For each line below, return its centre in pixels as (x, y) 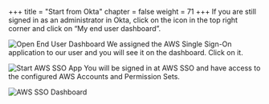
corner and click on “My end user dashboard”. (85, 28)
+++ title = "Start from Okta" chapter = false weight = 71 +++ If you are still (132, 12)
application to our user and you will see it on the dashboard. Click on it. (126, 52)
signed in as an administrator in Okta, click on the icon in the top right (123, 20)
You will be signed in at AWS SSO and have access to (172, 68)
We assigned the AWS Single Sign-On (169, 44)
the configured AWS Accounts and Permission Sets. (94, 76)
